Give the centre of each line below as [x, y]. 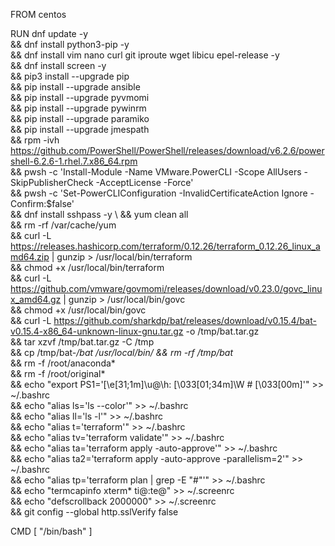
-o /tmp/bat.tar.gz [222, 331]
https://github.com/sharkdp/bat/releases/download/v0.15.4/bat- [185, 320]
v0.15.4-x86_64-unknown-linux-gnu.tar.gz [97, 331]
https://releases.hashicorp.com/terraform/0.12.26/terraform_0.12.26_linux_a [165, 246]
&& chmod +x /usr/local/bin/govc [78, 310]
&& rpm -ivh [35, 140]
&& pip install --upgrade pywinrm [78, 108]
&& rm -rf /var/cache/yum [63, 225]
